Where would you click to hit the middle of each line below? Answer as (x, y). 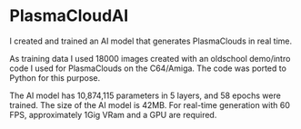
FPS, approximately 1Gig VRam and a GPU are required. (113, 114)
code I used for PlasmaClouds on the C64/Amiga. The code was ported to (148, 68)
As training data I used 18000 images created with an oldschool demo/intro (150, 58)
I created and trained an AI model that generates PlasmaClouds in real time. (151, 41)
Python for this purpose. (55, 77)
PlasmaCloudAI (69, 16)
